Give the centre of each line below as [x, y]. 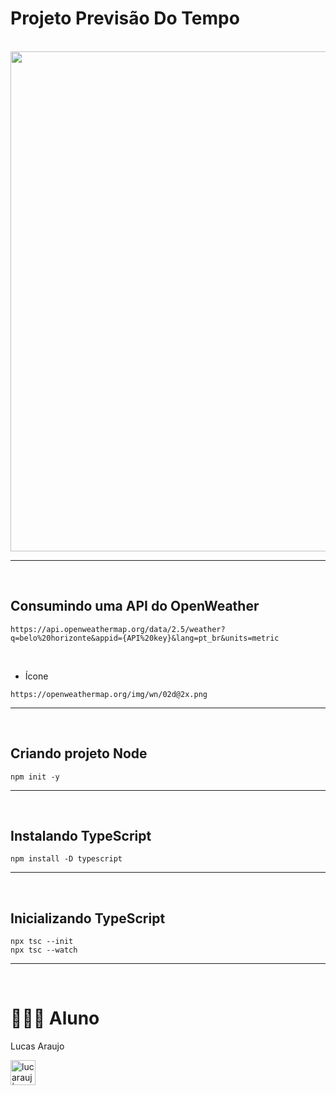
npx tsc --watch [44, 950]
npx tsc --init [42, 942]
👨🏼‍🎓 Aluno [55, 1018]
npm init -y [35, 777]
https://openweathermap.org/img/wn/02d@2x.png [109, 694]
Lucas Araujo [37, 1046]
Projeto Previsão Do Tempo [125, 18]
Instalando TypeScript [81, 835]
